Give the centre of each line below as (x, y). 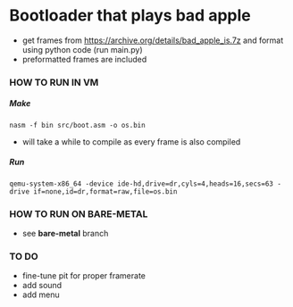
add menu (41, 295)
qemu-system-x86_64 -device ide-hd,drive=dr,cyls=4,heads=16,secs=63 (142, 184)
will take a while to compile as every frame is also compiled (131, 141)
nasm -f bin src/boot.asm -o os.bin (77, 125)
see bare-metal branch (65, 234)
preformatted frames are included (84, 59)
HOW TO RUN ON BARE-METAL (79, 213)
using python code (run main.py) (82, 49)
